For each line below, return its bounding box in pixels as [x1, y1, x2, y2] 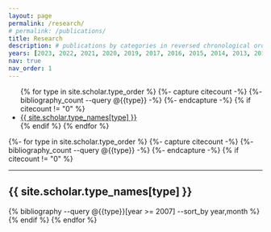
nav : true [8, 57, 42, 65]
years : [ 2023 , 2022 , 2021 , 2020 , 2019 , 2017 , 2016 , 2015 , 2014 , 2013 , [8, 49, 251, 57]
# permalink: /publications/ [8, 27, 106, 35]
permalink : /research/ [8, 19, 85, 27]
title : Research [8, 34, 63, 43]
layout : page [8, 11, 52, 20]
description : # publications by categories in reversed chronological [8, 42, 251, 50]
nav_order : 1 [8, 65, 52, 73]
